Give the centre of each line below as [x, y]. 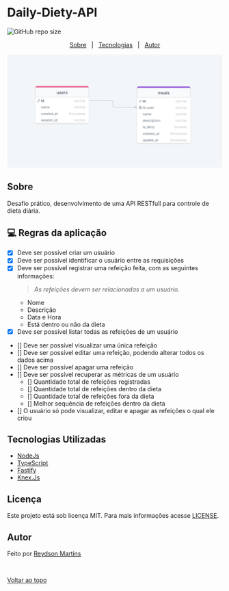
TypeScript [32, 463]
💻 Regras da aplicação [57, 233]
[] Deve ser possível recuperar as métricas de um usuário [98, 374]
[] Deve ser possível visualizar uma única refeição [87, 345]
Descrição [42, 310]
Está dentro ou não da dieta [66, 324]
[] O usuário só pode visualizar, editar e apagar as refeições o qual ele [116, 410]
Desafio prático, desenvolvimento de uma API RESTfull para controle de [108, 203]
